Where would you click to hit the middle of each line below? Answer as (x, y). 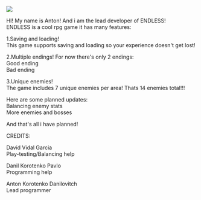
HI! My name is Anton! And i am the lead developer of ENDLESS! (86, 21)
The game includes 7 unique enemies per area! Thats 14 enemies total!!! (96, 88)
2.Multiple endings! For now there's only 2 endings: (70, 57)
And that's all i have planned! (42, 124)
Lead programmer (29, 190)
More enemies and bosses (39, 112)
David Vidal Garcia (29, 147)
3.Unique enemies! (30, 81)
